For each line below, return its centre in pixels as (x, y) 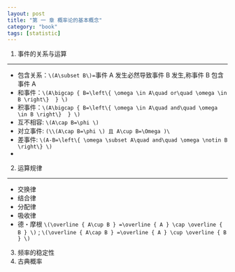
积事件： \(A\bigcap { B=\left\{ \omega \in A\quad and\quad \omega (117, 107)
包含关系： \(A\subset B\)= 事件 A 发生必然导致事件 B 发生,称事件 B (113, 75)
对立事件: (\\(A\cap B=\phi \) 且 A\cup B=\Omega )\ (93, 131)
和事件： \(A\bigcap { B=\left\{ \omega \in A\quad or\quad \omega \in (122, 93)
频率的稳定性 (36, 252)
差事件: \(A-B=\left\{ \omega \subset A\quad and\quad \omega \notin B (122, 139)
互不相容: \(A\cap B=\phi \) (58, 122)
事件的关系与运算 (42, 54)
